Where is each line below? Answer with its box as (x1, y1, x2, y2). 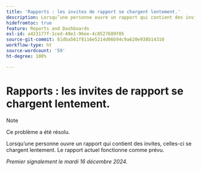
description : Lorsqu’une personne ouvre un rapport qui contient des (6, 14, 184, 20)
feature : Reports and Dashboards (6, 25, 90, 32)
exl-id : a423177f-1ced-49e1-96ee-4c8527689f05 (6, 31, 124, 37)
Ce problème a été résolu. (6, 128, 71, 135)
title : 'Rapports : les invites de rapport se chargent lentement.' (6, 8, 181, 15)
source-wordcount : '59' (6, 48, 66, 54)
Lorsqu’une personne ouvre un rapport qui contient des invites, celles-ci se (6, 140, 192, 147)
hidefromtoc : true (6, 20, 52, 26)
